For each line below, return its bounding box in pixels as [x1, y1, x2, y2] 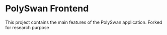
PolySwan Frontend [5, 3, 89, 14]
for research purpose [5, 24, 49, 30]
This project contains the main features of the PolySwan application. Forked [5, 19, 162, 25]
